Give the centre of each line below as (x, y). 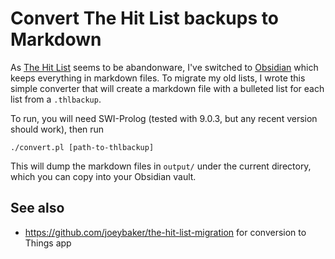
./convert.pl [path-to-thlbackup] (82, 147)
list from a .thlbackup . (56, 99)
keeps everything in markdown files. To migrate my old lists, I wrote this (158, 78)
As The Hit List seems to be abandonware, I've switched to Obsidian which (164, 67)
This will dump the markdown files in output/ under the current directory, (161, 166)
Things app (48, 243)
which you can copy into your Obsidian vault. (103, 176)
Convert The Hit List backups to (144, 18)
